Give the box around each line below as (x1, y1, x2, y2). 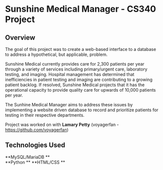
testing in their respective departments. (5, 112, 85, 118)
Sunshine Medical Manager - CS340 (5, 3, 156, 15)
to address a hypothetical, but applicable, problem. (5, 51, 108, 57)
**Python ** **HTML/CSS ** (5, 159, 65, 165)
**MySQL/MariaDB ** (5, 154, 50, 160)
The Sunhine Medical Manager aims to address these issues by (5, 102, 133, 107)
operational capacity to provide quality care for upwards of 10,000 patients (5, 87, 156, 93)
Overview (5, 33, 36, 42)
